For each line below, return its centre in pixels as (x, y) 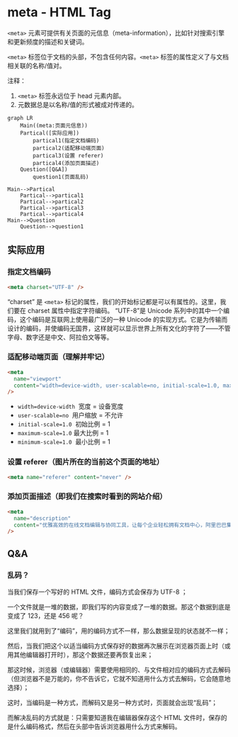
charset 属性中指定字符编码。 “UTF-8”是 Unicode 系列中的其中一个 (125, 310)
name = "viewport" (38, 379)
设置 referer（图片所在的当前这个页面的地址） (86, 462)
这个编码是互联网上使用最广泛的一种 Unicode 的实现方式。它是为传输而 (124, 319)
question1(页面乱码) (61, 177)
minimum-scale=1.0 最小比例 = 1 (64, 442)
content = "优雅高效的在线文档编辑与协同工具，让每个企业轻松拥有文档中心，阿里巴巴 (120, 525)
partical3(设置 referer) (68, 156)
